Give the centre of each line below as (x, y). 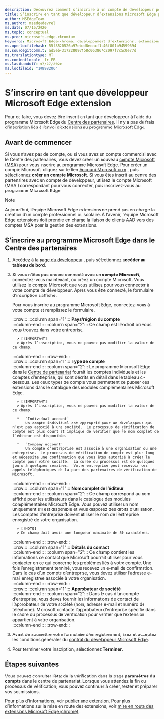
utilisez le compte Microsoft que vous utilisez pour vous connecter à (81, 285)
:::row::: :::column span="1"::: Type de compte (59, 361)
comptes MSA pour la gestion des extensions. (51, 225)
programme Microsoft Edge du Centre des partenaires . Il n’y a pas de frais (80, 122)
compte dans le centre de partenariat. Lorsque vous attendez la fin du (76, 681)
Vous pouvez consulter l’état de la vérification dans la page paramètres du (80, 676)
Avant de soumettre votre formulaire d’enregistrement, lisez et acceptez (84, 634)
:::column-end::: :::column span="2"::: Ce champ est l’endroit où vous (82, 324)
